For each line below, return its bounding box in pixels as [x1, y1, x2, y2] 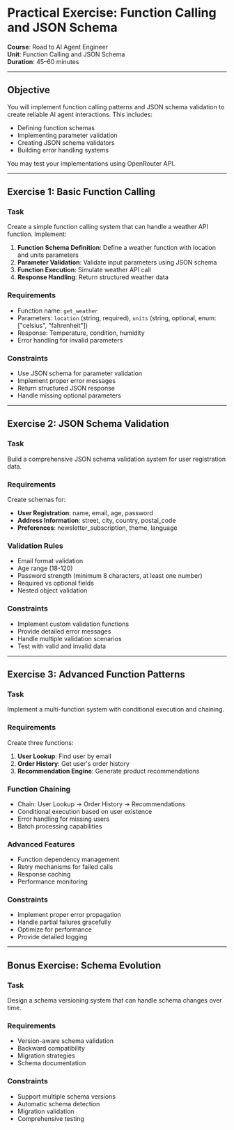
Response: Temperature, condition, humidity [17, 329, 145, 337]
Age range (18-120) [17, 564, 73, 572]
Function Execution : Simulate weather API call [17, 266, 151, 274]
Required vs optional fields [17, 579, 94, 588]
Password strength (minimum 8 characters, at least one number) [17, 572, 203, 580]
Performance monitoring [17, 877, 88, 886]
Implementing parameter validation [17, 131, 118, 139]
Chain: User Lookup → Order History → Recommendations [17, 799, 186, 808]
